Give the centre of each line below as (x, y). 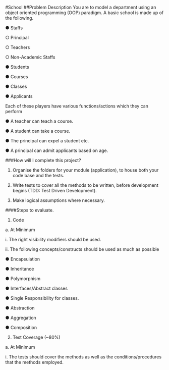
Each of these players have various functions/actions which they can (77, 106)
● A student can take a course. (38, 131)
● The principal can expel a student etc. (47, 141)
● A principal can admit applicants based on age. (57, 150)
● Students (17, 67)
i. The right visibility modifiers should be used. (53, 240)
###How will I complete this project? (43, 160)
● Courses (17, 77)
